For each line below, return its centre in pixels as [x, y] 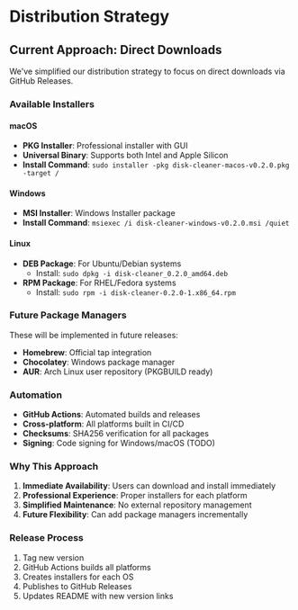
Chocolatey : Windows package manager [99, 362]
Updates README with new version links [98, 596]
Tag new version [53, 557]
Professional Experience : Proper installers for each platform [135, 496]
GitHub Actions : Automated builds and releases [111, 415]
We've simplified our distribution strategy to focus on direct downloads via [147, 71]
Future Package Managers [68, 315]
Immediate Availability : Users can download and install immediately [149, 486]
